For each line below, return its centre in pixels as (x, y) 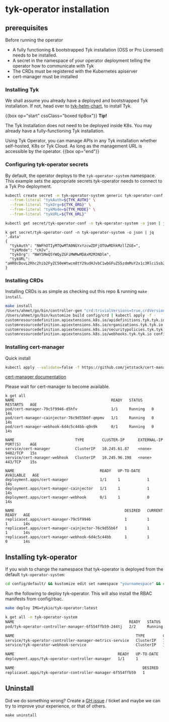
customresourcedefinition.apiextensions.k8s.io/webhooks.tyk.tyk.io (78, 334)
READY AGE (18, 515)
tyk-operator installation (57, 9)
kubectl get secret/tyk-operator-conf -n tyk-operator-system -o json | (83, 223)
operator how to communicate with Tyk (53, 66)
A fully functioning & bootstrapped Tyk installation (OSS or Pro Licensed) (88, 50)
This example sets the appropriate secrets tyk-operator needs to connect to (84, 181)
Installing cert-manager (35, 347)
